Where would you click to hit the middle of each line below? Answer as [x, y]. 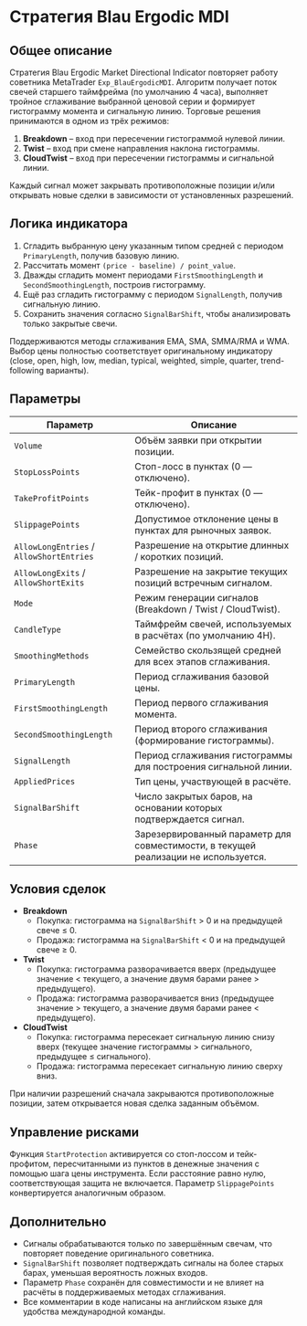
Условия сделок [58, 889]
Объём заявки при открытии [198, 440]
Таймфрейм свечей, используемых [213, 624]
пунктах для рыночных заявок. [203, 530]
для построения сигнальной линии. [213, 766]
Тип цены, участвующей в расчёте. [213, 781]
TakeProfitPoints [52, 498]
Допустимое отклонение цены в [206, 519]
